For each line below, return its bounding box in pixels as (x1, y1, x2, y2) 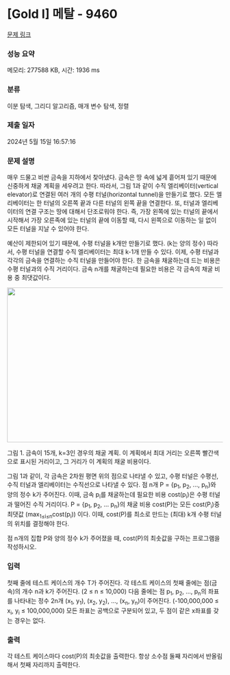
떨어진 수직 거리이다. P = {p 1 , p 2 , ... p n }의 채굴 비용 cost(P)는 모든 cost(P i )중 (14, 500, 220, 510)
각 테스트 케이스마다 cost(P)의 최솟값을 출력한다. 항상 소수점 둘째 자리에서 (7, 652, 205, 661)
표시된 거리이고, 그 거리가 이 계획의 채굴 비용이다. (19, 458, 151, 466)
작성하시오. (7, 543, 37, 551)
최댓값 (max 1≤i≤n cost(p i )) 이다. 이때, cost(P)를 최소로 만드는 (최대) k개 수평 (7, 510, 209, 520)
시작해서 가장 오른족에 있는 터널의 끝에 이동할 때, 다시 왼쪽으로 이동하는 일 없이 (7, 216, 217, 224)
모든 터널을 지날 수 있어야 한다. (7, 224, 90, 233)
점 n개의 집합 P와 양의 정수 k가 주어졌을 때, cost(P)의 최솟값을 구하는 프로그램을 (7, 534, 220, 543)
